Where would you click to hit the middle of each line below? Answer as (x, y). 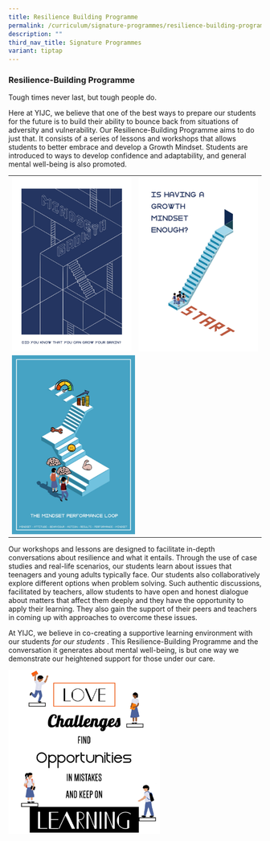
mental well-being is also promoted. (67, 164)
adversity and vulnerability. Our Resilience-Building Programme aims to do (131, 130)
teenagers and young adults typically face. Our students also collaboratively (134, 575)
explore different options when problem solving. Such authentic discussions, (135, 584)
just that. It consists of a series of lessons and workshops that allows (123, 139)
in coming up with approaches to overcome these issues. (103, 617)
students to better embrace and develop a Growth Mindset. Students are (128, 147)
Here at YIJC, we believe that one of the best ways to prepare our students (132, 113)
